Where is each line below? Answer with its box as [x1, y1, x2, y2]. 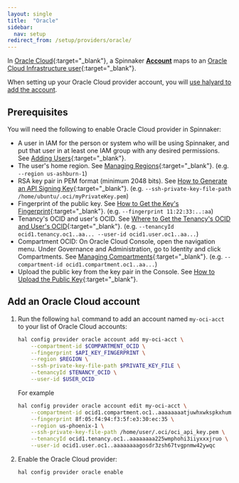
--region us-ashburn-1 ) [17, 169, 87, 177]
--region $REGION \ [31, 355, 89, 363]
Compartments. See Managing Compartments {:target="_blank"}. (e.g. [17, 252, 223, 261]
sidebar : [7, 24, 33, 31]
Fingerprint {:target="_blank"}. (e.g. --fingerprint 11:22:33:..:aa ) [17, 207, 214, 215]
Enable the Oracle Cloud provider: [17, 455, 117, 463]
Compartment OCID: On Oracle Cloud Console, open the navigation [17, 237, 216, 246]
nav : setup [14, 30, 46, 38]
